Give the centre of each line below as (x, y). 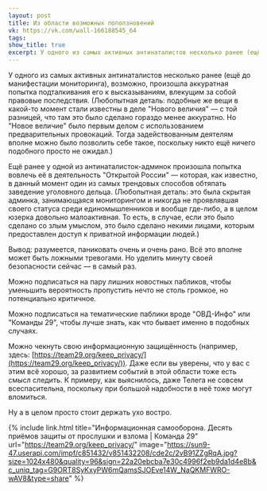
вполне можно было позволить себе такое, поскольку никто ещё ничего (132, 143)
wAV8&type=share (39, 478)
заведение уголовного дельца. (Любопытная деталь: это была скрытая (130, 192)
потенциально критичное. (52, 298)
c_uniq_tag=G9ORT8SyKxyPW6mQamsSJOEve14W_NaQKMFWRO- (119, 470)
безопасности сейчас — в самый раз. (73, 266)
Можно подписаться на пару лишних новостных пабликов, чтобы (120, 282)
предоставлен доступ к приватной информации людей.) (104, 234)
